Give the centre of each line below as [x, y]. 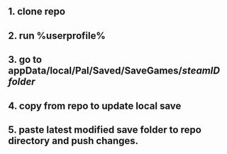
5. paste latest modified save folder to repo [105, 130]
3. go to [25, 60]
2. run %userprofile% [57, 36]
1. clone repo [37, 12]
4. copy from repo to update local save [95, 106]
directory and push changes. [73, 141]
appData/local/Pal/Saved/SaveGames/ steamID [114, 71]
